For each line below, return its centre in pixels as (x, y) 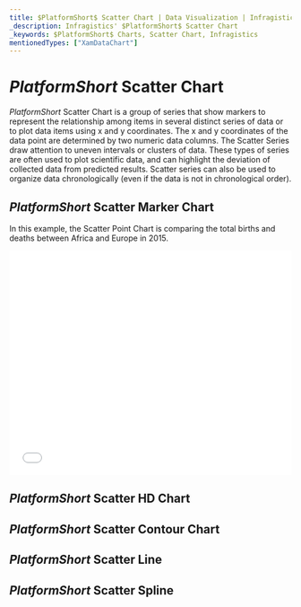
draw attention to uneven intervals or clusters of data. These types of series (149, 150)
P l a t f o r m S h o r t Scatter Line (86, 560)
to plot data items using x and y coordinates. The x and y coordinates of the (149, 131)
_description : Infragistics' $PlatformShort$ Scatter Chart (124, 26)
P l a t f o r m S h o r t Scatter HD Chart (100, 499)
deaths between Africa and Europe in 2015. (89, 238)
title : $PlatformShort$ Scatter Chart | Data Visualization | (128, 18)
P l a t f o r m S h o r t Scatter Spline (92, 590)
